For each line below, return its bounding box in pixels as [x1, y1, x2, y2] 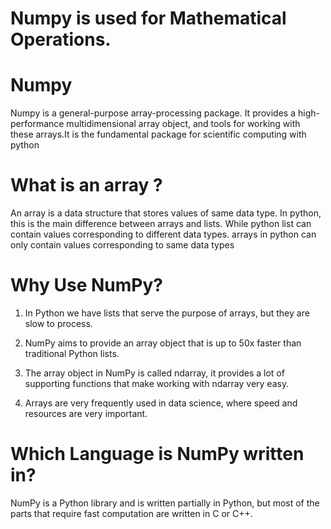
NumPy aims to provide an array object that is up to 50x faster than [24, 337, 302, 349]
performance [10, 118, 65, 130]
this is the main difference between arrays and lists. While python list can [10, 218, 312, 230]
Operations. [10, 28, 112, 51]
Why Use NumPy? [10, 274, 163, 297]
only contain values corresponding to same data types [10, 239, 235, 251]
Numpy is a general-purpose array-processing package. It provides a [10, 107, 297, 119]
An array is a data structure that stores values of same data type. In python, [10, 207, 322, 219]
